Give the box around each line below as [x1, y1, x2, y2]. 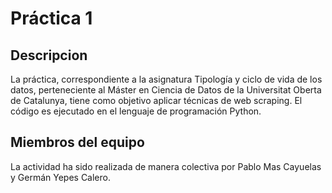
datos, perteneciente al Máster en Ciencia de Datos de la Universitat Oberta [10, 84, 322, 96]
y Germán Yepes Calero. [10, 171, 111, 183]
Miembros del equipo [10, 134, 145, 151]
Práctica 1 [10, 7, 93, 30]
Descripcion [10, 47, 88, 64]
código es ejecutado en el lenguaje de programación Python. [10, 105, 262, 117]
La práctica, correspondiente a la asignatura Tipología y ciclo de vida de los [10, 73, 323, 85]
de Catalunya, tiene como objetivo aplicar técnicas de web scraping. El [10, 95, 303, 106]
